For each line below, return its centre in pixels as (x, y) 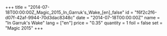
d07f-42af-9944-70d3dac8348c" (40, 18)
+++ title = (16, 7)
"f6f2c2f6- (146, 12)
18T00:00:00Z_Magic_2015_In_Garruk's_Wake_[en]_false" (65, 12)
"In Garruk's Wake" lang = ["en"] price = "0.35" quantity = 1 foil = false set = (84, 23)
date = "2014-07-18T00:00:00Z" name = (118, 18)
